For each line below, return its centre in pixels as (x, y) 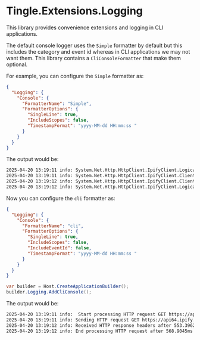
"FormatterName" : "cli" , (53, 226)
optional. (17, 64)
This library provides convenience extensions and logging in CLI (85, 27)
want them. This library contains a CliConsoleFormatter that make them (94, 58)
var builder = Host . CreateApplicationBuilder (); (68, 287)
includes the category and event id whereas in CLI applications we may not (98, 51)
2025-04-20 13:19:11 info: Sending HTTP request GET (73, 320)
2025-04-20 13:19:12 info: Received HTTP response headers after (89, 325)
